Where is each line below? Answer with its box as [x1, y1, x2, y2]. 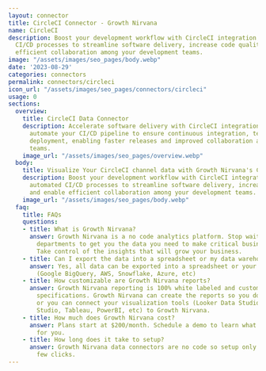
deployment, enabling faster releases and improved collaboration [28, 136, 253, 145]
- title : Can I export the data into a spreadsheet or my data [22, 254, 236, 262]
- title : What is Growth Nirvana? [22, 225, 136, 234]
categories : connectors [8, 71, 87, 78]
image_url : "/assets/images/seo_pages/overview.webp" [22, 151, 203, 159]
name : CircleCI [8, 26, 59, 34]
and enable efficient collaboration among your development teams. [28, 188, 257, 197]
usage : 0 [8, 93, 37, 101]
